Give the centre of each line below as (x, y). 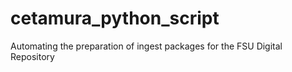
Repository (32, 56)
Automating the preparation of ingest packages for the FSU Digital (146, 46)
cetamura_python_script (115, 18)
